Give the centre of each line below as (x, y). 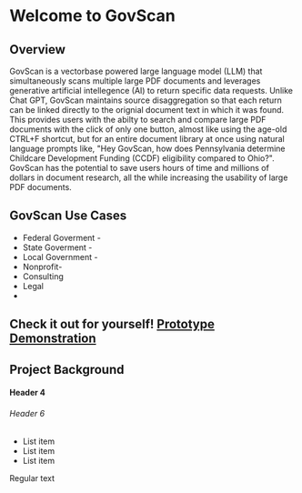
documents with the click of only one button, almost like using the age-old (148, 129)
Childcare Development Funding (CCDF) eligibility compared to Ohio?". (142, 158)
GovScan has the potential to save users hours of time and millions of (140, 168)
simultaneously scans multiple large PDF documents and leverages (135, 81)
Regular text (32, 478)
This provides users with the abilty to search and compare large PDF (138, 120)
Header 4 (27, 393)
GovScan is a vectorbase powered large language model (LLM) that (136, 71)
